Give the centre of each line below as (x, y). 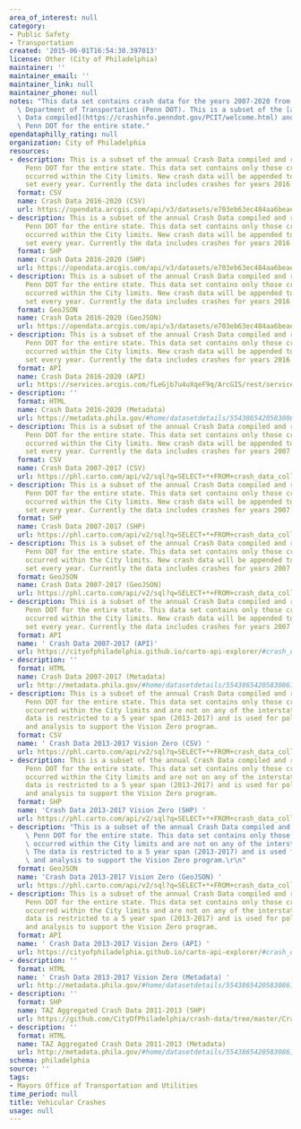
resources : (30, 151)
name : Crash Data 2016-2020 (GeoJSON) (90, 318)
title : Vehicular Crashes (57, 1102)
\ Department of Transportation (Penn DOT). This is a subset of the (150, 109)
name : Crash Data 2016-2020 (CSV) (82, 201)
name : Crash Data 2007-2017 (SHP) (82, 527)
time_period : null (43, 1094)
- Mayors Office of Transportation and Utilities (104, 1085)
